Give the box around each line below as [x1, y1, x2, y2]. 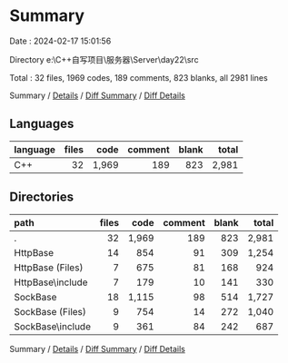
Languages [9, 116, 74, 132]
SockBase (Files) [14, 305, 86, 318]
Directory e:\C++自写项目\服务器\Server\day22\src [9, 54, 199, 64]
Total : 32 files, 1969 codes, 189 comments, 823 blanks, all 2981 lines [9, 72, 268, 83]
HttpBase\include [14, 276, 88, 289]
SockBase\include [14, 319, 91, 332]
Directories [9, 190, 74, 205]
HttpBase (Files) [14, 260, 84, 273]
